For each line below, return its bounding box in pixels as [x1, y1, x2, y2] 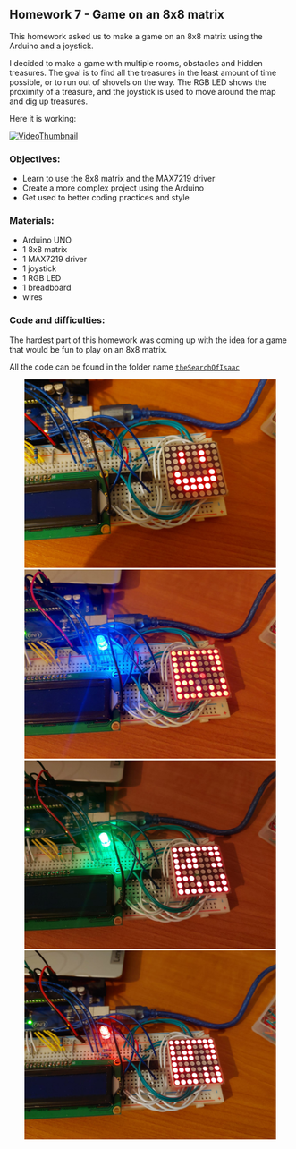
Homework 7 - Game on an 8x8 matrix [9, 7, 225, 22]
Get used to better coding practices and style [21, 192, 190, 203]
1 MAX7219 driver [21, 254, 88, 265]
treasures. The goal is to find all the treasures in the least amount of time [9, 67, 277, 78]
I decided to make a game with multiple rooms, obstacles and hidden [9, 57, 263, 68]
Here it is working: [9, 113, 77, 123]
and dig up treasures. [9, 96, 88, 106]
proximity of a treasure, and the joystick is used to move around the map [9, 86, 276, 97]
